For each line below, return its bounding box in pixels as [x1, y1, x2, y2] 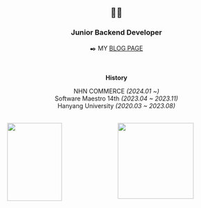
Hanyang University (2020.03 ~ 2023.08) [58, 101, 175, 110]
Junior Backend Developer [71, 28, 162, 37]
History [105, 73, 128, 82]
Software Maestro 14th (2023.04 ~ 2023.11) [54, 94, 179, 103]
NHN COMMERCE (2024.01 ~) [73, 87, 159, 95]
